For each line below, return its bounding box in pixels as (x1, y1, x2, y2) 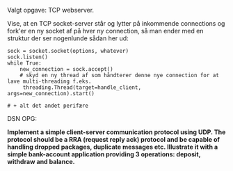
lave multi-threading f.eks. (7, 78, 92, 85)
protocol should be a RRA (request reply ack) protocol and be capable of (7, 136, 220, 143)
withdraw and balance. (7, 158, 75, 165)
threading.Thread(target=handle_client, (22, 84, 141, 91)
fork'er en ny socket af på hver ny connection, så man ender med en (7, 27, 204, 35)
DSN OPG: (7, 115, 37, 122)
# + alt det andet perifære (7, 102, 89, 109)
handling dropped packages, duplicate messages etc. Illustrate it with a (7, 142, 218, 151)
